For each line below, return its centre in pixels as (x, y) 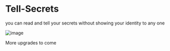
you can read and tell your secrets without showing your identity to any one (85, 23)
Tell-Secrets (32, 9)
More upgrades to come (31, 43)
